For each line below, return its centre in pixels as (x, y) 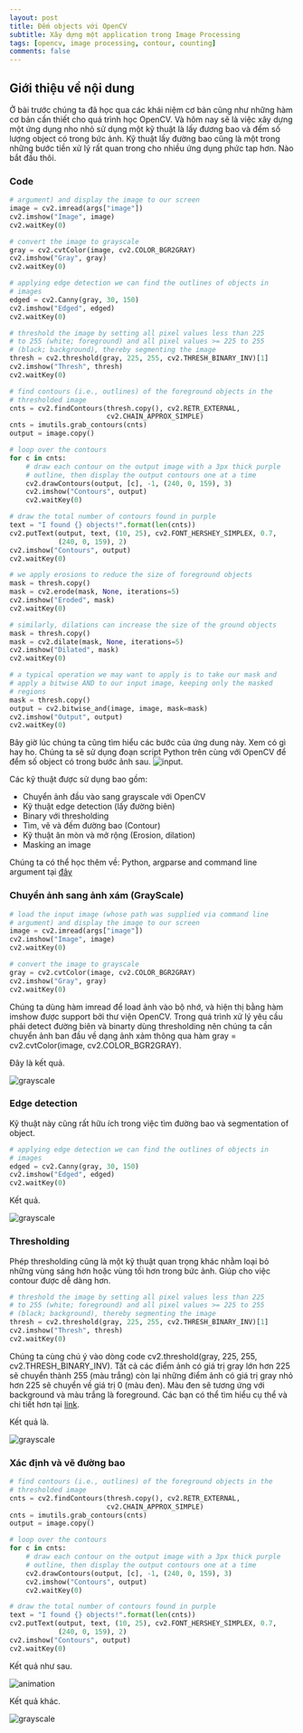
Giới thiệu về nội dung (72, 88)
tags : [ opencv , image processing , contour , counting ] (113, 43)
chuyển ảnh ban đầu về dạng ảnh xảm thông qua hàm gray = (123, 1036)
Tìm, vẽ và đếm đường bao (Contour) (91, 826)
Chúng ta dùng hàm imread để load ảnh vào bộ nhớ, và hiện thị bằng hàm (147, 1007)
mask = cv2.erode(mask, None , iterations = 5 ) (95, 592)
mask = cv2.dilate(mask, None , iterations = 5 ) (96, 642)
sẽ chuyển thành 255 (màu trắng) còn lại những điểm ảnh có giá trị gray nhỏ (151, 1375)
